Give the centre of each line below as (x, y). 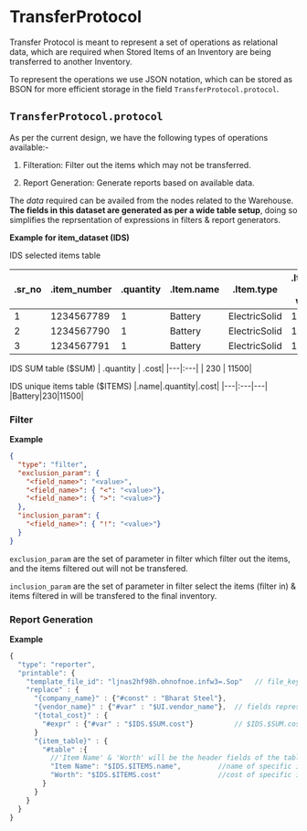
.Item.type (255, 289)
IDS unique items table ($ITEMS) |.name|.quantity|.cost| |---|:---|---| (138, 386)
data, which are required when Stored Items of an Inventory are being (140, 51)
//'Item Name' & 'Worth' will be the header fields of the (165, 758)
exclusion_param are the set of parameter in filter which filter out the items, (150, 559)
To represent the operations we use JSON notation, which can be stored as (151, 79)
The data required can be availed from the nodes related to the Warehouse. (152, 200)
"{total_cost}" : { (70, 716)
